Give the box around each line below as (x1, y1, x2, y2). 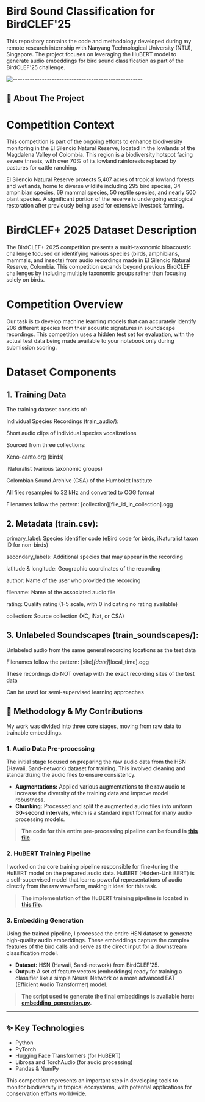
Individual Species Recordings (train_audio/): (6, 418, 119, 425)
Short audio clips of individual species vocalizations (6, 430, 137, 437)
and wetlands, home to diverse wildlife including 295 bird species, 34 (6, 182, 181, 190)
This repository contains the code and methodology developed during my (6, 37, 192, 45)
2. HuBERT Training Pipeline (6, 849, 92, 858)
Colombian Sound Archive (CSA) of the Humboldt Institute (6, 477, 153, 484)
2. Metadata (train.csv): (6, 519, 99, 529)
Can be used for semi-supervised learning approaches (6, 688, 145, 695)
